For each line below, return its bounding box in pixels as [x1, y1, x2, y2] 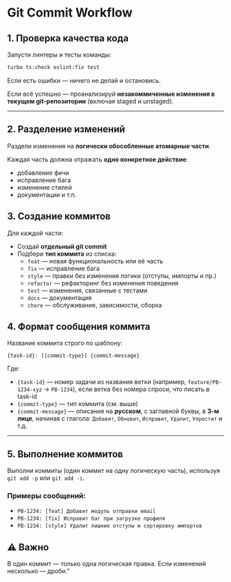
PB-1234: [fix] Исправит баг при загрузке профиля [16, 515, 166, 522]
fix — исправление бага [27, 264, 100, 272]
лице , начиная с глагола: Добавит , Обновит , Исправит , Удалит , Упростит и [16, 414, 223, 423]
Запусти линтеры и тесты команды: [7, 50, 111, 59]
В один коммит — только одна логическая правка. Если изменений [7, 560, 206, 568]
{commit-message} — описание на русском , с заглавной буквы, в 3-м [16, 407, 219, 415]
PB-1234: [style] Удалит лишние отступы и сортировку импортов [16, 523, 203, 530]
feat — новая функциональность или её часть [27, 257, 164, 265]
